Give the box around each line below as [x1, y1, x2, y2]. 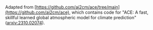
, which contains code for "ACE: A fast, [69, 9, 149, 15]
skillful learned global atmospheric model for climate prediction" [5, 15, 137, 20]
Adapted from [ [5, 4, 36, 10]
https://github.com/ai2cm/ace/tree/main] [36, 4, 120, 10]
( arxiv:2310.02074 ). [5, 20, 45, 26]
